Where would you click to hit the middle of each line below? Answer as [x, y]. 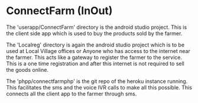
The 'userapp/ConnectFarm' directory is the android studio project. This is [97, 27]
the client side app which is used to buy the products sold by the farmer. [94, 33]
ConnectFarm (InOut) [59, 11]
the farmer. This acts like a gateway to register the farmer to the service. [94, 57]
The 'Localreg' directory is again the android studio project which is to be [95, 45]
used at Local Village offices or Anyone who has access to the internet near [98, 51]
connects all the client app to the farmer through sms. [72, 94]
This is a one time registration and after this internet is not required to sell [95, 64]
